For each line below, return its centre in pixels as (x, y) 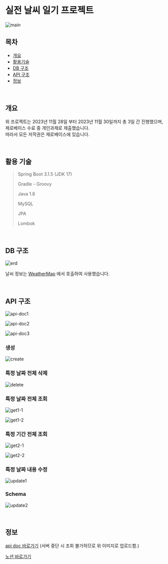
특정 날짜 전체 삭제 (26, 373)
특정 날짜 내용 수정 (26, 470)
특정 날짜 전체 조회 (26, 399)
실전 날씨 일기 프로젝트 (50, 10)
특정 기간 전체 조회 (26, 434)
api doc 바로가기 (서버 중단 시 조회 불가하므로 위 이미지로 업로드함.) (72, 546)
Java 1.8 (26, 194)
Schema (16, 494)
